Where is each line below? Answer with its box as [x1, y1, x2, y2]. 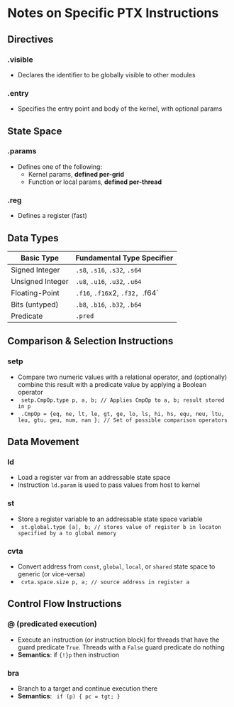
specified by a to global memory [17, 530, 117, 537]
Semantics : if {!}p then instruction [17, 650, 120, 659]
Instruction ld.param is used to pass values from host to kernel [17, 481, 201, 489]
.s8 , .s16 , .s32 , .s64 [75, 265, 142, 275]
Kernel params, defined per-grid [28, 170, 125, 178]
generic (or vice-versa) [17, 569, 86, 578]
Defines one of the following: [17, 162, 103, 171]
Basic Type [20, 253, 59, 263]
